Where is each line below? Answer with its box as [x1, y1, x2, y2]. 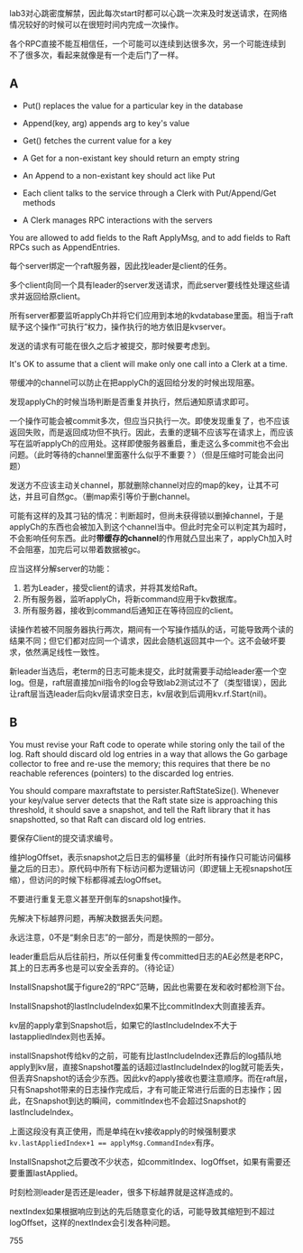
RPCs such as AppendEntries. [9, 242, 121, 253]
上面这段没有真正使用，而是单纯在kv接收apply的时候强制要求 [9, 1126, 236, 1137]
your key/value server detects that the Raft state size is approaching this [9, 795, 278, 806]
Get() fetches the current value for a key [22, 134, 172, 146]
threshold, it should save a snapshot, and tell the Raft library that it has [9, 804, 271, 815]
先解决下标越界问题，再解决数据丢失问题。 [9, 912, 168, 923]
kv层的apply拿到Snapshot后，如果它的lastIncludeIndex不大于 [9, 1019, 237, 1030]
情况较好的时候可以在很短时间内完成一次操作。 [9, 19, 183, 30]
